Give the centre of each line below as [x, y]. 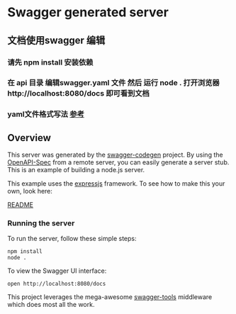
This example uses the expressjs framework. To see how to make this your [116, 184]
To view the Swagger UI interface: [57, 271]
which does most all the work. [51, 305]
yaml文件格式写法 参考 [46, 114]
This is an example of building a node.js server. [76, 170]
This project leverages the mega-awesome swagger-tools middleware [110, 297]
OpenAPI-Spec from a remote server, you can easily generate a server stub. [118, 162]
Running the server [41, 223]
